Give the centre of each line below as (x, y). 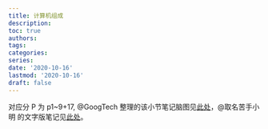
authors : (23, 38)
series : (21, 61)
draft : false (30, 83)
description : (30, 23)
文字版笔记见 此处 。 (56, 116)
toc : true (25, 30)
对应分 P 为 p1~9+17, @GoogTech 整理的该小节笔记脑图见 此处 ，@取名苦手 (131, 107)
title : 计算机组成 (36, 16)
